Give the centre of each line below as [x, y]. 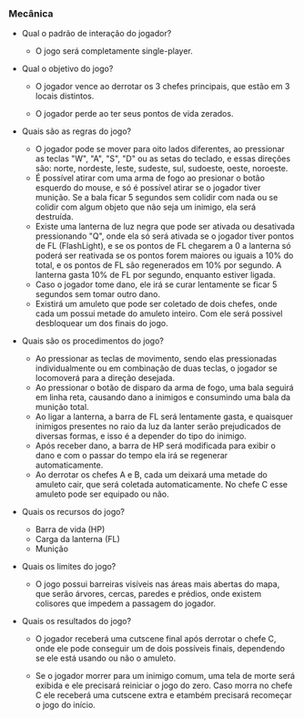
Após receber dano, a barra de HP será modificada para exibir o [156, 446]
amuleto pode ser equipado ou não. [102, 494]
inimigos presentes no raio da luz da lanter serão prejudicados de [158, 426]
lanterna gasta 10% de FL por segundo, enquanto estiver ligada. [155, 275]
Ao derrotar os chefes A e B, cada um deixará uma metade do [151, 475]
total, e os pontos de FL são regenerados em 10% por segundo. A [158, 265]
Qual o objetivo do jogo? [67, 69]
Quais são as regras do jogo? [76, 131]
